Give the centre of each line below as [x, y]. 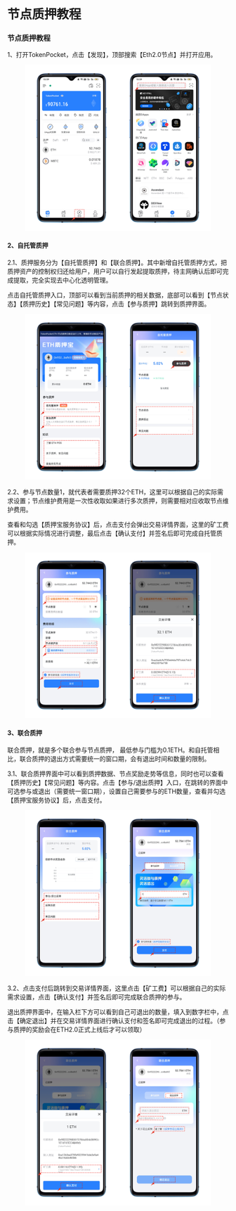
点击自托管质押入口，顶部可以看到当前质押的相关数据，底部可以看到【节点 [115, 295]
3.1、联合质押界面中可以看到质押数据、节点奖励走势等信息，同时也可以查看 [116, 774]
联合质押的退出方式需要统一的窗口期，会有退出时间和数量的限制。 [115, 758]
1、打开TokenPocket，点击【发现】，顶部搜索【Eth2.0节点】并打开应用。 [112, 55]
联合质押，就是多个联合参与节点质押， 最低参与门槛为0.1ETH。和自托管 [110, 750]
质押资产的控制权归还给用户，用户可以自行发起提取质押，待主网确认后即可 [115, 271]
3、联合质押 [25, 733]
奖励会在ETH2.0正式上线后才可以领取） [88, 1029]
